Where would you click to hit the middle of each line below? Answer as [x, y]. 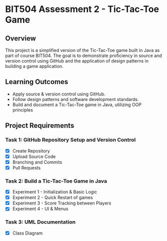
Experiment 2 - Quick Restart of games [53, 197]
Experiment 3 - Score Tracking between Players [62, 203]
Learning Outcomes [37, 82]
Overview [21, 38]
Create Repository [31, 150]
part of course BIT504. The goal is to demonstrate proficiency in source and [84, 55]
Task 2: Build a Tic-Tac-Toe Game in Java [56, 181]
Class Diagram [27, 233]
